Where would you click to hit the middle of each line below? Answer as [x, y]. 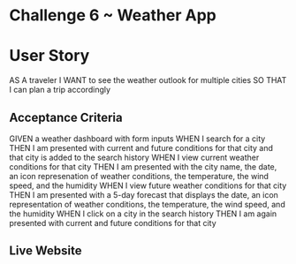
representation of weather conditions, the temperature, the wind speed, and [147, 204]
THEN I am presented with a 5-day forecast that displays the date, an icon [144, 194]
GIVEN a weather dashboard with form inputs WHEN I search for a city [137, 139]
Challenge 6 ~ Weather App [113, 15]
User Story [49, 56]
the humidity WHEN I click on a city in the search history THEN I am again [143, 214]
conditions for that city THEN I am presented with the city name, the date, [143, 166]
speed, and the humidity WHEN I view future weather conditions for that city [148, 185]
